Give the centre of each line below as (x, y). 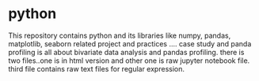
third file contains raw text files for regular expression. (96, 68)
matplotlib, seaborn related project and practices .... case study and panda (130, 43)
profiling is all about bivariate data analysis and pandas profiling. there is (126, 52)
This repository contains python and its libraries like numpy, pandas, (120, 35)
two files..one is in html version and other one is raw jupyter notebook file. (129, 61)
